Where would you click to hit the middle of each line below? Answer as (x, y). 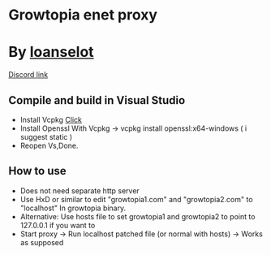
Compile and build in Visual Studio (97, 100)
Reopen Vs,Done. (49, 145)
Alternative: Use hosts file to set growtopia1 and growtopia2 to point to (138, 216)
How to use (37, 171)
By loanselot (52, 52)
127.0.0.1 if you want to (58, 225)
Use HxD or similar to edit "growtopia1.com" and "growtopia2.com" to (136, 199)
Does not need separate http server (80, 190)
